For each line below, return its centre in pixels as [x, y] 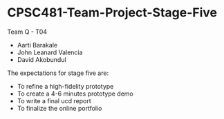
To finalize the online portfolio [59, 108]
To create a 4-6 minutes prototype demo [75, 94]
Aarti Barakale [37, 45]
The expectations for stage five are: [58, 73]
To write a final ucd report [54, 100]
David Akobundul [42, 59]
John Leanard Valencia [50, 52]
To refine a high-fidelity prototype [65, 86]
